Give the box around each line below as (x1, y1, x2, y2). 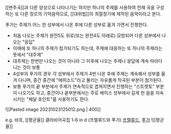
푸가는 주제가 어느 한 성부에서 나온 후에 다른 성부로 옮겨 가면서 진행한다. (5, 22, 148, 28)
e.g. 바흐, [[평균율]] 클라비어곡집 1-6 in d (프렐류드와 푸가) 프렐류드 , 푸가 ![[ (5, 117, 156, 123)
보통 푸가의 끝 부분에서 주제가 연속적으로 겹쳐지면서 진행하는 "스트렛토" (12, 84, 155, 89)
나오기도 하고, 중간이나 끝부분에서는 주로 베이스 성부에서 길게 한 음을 (18, 90, 155, 96)
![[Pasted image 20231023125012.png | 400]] (5, 106, 101, 112)
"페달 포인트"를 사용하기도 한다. (26, 96, 89, 102)
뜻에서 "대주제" (12, 51, 43, 58)
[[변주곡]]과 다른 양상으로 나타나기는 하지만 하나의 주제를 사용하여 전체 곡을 (5, 5, 155, 10)
